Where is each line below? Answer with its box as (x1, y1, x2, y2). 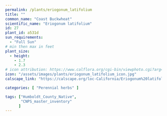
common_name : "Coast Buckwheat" (5, 16, 72, 21)
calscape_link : (5, 76, 37, 81)
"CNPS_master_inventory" (20, 99, 72, 104)
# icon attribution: (5, 67, 48, 72)
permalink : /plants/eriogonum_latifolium (5, 7, 92, 12)
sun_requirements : (5, 35, 43, 40)
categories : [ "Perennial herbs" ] (5, 85, 79, 90)
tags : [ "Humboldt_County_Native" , (5, 94, 77, 99)
